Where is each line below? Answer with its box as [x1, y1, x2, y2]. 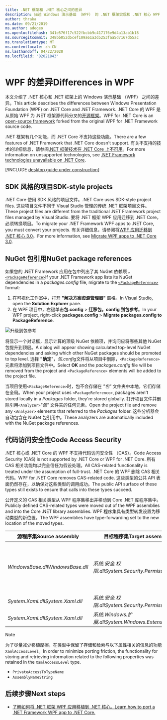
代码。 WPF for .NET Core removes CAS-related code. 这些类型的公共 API [5, 475, 155, 480]
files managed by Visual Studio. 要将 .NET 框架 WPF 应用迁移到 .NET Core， [5, 215, 162, 221]
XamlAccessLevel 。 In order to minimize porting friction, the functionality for [5, 648, 158, 654]
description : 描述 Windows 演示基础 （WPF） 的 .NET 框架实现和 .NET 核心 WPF [5, 12, 161, 17]
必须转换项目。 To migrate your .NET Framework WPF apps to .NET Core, [5, 221, 155, 227]
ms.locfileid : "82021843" [5, 53, 59, 59]
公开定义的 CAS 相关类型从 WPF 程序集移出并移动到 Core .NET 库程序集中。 [5, 496, 162, 503]
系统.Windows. [93, 611, 128, 618]
